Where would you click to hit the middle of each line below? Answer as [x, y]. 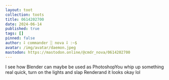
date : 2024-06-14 [24, 24]
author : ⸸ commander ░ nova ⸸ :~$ [41, 43]
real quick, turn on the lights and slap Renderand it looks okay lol [73, 72]
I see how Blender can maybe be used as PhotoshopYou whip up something [84, 67]
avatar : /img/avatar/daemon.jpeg [41, 48]
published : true [22, 29]
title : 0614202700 [25, 19]
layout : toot [19, 10]
